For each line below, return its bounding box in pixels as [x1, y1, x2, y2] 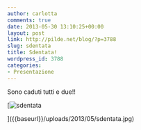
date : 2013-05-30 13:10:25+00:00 [7, 23, 104, 30]
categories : [7, 62, 42, 69]
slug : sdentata [7, 42, 51, 49]
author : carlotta [7, 10, 58, 17]
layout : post [7, 29, 45, 37]
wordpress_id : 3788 [7, 56, 64, 63]
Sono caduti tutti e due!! [7, 88, 76, 96]
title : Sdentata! [7, 49, 58, 56]
